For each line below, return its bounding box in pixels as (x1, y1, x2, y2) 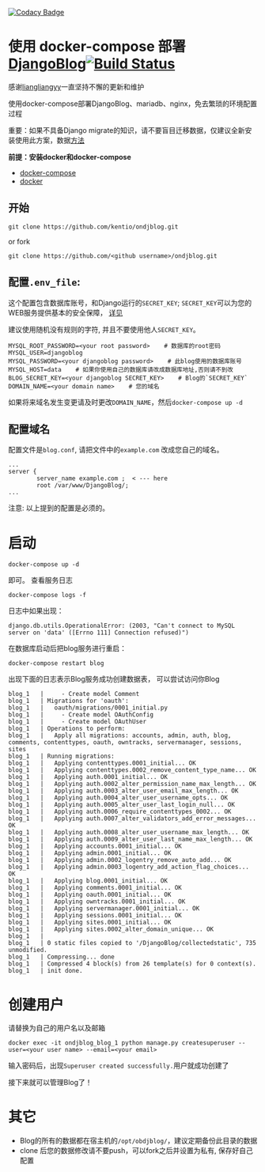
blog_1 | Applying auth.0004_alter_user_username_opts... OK (8, 794, 228, 802)
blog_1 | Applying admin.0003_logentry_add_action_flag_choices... (8, 863, 249, 871)
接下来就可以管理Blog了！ (8, 1078, 93, 1087)
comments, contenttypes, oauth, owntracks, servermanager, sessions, (8, 739, 243, 747)
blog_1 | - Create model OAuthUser (8, 718, 147, 726)
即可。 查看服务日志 (8, 576, 73, 585)
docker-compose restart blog (8, 660, 104, 667)
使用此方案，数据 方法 (14, 135, 85, 145)
